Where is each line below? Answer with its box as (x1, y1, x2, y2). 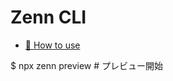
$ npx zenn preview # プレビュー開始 (10, 59, 164, 71)
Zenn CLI (10, 6, 87, 29)
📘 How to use (24, 39, 81, 51)
